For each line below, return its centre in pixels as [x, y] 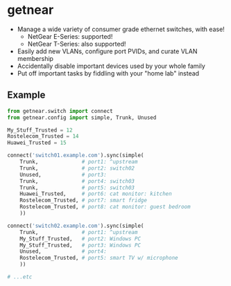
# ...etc [20, 277]
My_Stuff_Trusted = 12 [40, 130]
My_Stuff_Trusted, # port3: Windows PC [80, 245]
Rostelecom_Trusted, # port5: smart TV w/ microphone [99, 258]
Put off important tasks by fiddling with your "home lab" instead [108, 73]
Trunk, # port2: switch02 [77, 168]
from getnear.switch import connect [60, 111]
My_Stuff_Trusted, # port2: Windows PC [80, 239]
